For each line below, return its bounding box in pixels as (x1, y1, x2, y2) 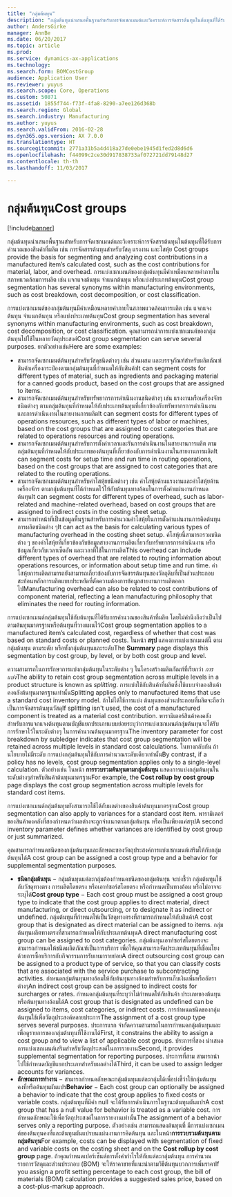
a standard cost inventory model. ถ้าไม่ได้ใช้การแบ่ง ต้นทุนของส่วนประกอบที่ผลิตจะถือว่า (7, 696, 224, 704)
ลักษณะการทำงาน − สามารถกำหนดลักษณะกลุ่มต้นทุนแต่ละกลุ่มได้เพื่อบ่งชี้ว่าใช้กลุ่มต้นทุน (17, 1075, 217, 1083)
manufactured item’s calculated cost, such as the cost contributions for (7, 260, 209, 268)
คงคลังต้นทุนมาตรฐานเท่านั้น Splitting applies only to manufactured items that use (7, 688, 221, 696)
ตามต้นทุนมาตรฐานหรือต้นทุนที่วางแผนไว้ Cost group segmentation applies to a (7, 621, 207, 629)
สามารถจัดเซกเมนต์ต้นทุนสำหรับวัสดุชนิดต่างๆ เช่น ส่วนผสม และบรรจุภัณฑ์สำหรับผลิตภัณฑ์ (17, 356, 222, 364)
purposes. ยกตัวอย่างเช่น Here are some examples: (7, 342, 142, 350)
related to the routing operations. (17, 469, 111, 477)
